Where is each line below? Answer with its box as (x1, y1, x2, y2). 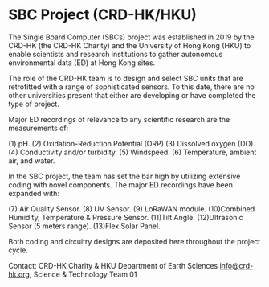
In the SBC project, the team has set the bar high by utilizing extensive (8, 171, 241, 181)
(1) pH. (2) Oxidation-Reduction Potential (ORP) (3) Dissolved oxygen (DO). (8, 138, 255, 148)
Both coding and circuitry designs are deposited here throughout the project (8, 236, 261, 246)
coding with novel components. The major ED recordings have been (8, 179, 233, 190)
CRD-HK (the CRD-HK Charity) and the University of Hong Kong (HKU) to (8, 40, 251, 50)
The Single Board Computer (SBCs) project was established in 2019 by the (8, 32, 255, 42)
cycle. (8, 245, 28, 255)
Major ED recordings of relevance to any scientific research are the (8, 114, 230, 124)
